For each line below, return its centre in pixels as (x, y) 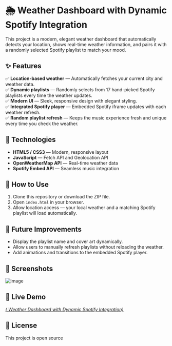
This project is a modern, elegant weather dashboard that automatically (81, 39)
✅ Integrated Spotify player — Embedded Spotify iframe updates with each (86, 107)
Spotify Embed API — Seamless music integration (66, 168)
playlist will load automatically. (45, 213)
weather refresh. (23, 112)
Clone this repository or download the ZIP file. (61, 197)
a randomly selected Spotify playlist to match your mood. (66, 50)
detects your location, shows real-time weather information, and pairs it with (86, 44)
